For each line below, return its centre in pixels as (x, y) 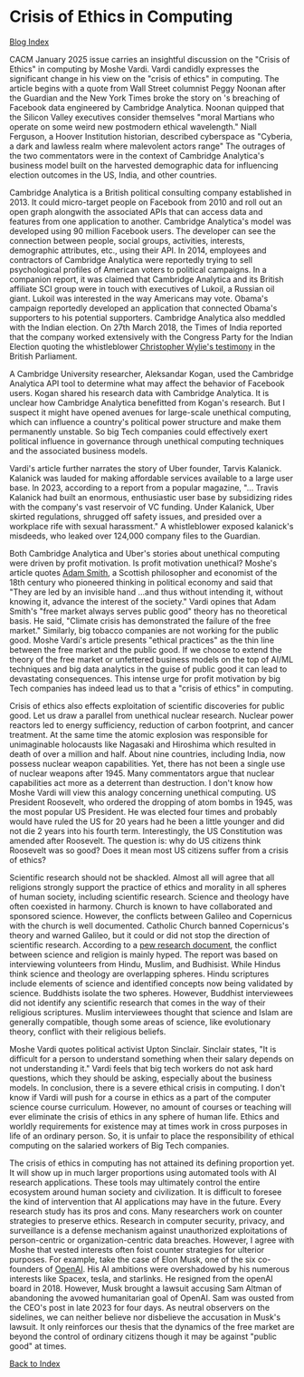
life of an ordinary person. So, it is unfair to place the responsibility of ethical (152, 1136)
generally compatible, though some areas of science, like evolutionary (140, 1022)
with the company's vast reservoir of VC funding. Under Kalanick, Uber (142, 507)
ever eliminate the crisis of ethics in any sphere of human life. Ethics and (144, 1116)
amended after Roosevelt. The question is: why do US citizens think (135, 840)
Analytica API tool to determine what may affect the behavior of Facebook (147, 383)
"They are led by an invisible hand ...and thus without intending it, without (146, 592)
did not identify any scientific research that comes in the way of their (138, 1003)
